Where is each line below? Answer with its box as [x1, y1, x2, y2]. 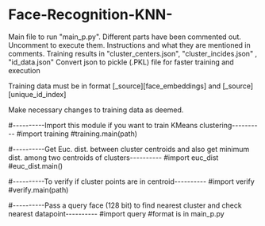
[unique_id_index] [8, 89, 67, 99]
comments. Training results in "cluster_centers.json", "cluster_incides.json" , [8, 49, 258, 58]
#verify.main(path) [8, 185, 69, 194]
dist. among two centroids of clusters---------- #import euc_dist [8, 153, 219, 162]
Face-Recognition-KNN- [8, 6, 173, 24]
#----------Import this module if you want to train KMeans [8, 120, 198, 130]
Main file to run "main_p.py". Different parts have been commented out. [8, 32, 242, 41]
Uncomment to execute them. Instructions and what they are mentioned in [8, 40, 252, 49]
